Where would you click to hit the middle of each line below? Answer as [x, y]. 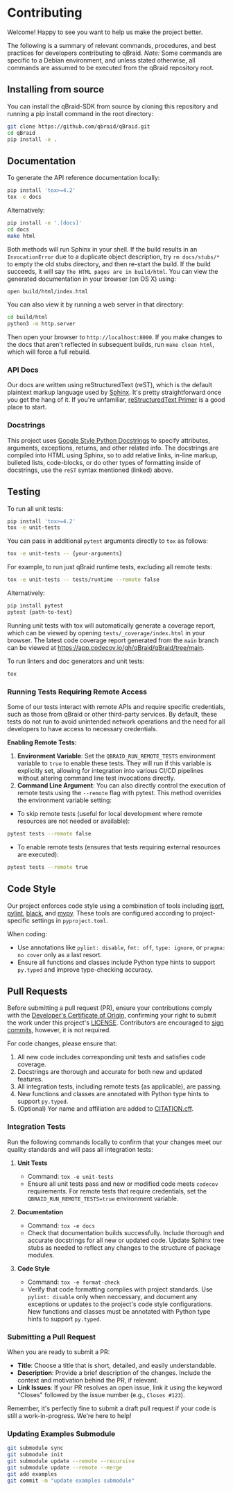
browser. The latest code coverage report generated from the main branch [113, 640]
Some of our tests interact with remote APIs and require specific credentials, [116, 707]
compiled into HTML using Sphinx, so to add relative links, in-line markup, [113, 455]
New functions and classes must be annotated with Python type [119, 1311]
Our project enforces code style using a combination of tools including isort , [116, 906]
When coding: [27, 934]
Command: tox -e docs [61, 1225]
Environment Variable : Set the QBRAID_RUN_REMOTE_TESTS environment [116, 756]
